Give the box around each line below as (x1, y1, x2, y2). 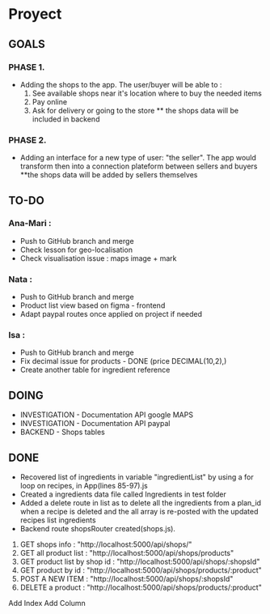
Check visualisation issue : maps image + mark (19, 253, 177, 263)
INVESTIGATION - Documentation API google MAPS (19, 410, 194, 420)
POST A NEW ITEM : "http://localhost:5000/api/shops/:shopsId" (19, 574, 234, 584)
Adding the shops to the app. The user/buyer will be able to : (19, 79, 222, 89)
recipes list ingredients (19, 515, 96, 525)
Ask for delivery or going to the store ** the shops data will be (32, 105, 239, 115)
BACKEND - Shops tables (19, 427, 105, 437)
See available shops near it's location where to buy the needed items (32, 88, 263, 98)
